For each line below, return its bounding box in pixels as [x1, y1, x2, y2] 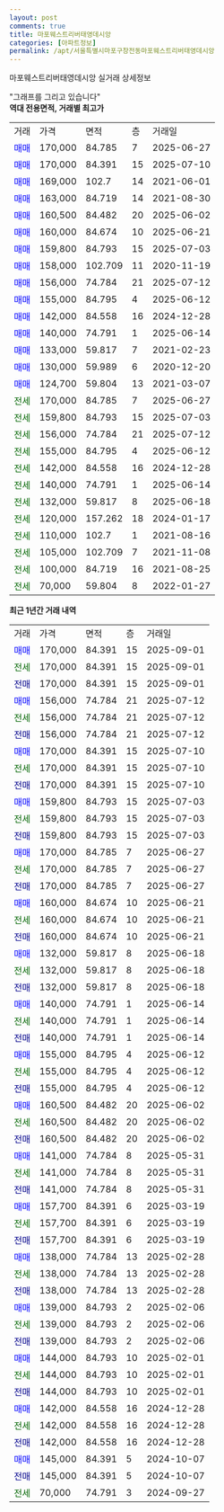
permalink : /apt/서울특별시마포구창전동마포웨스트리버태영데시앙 [9, 47, 215, 56]
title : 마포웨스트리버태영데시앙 [9, 30, 112, 39]
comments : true [9, 22, 66, 31]
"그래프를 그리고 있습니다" [9, 92, 101, 102]
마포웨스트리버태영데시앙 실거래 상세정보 [9, 73, 151, 84]
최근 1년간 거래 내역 [9, 605, 77, 616]
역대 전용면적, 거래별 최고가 [9, 102, 105, 113]
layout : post [9, 13, 58, 22]
